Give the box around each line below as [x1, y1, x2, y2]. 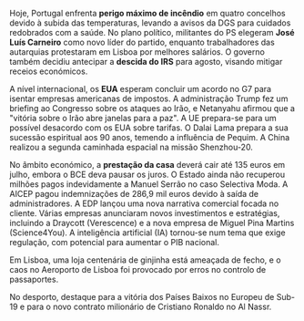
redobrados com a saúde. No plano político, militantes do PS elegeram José [9, 27, 295, 37]
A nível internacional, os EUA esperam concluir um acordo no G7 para [9, 84, 271, 94]
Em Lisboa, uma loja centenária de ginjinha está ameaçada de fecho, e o [9, 254, 281, 265]
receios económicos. [9, 66, 88, 77]
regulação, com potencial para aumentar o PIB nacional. [9, 237, 220, 247]
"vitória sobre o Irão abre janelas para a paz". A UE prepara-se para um [9, 113, 278, 123]
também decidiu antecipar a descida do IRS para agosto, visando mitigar [9, 57, 283, 67]
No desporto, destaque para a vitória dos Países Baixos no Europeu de [9, 292, 275, 302]
